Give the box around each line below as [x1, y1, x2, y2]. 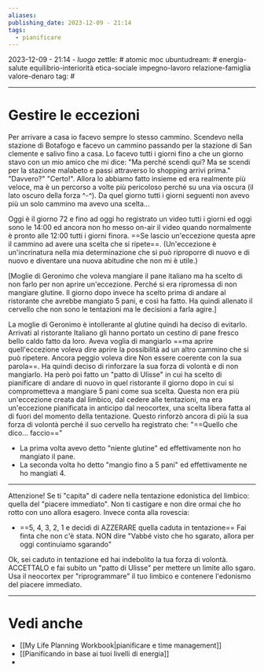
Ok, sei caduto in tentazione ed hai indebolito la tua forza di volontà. [8, 555, 229, 564]
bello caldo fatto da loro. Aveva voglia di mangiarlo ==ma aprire [8, 337, 214, 346]
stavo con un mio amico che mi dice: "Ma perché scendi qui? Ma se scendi [8, 158, 251, 167]
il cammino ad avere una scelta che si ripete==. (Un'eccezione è [8, 239, 217, 249]
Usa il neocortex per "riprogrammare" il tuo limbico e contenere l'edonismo [8, 572, 251, 581]
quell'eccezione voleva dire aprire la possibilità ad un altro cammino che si [8, 345, 249, 354]
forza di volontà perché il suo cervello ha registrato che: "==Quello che [8, 420, 238, 429]
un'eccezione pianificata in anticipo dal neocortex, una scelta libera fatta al [8, 404, 251, 413]
